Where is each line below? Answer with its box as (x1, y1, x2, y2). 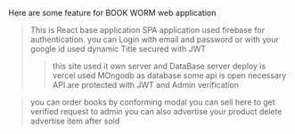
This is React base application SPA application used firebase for (29, 25, 265, 35)
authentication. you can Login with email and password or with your (29, 35, 280, 44)
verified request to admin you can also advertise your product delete (29, 106, 283, 116)
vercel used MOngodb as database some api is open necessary (52, 70, 287, 81)
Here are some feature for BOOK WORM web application (8, 8, 217, 18)
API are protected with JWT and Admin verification (52, 80, 240, 90)
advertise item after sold (29, 115, 120, 126)
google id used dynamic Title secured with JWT (29, 43, 207, 54)
